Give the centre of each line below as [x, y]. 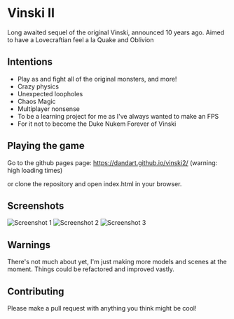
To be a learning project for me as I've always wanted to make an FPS [118, 116]
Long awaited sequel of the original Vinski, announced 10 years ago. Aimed [116, 32]
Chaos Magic [36, 101]
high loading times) [35, 170]
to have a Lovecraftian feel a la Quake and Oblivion [81, 39]
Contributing [36, 291]
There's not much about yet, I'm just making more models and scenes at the [117, 262]
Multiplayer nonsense [49, 109]
